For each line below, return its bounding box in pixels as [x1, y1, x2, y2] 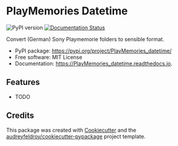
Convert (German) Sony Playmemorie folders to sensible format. [6, 35, 164, 42]
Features [6, 77, 40, 87]
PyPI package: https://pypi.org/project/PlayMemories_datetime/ [14, 47, 172, 54]
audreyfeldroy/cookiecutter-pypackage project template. [6, 133, 146, 140]
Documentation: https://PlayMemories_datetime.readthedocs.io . [14, 60, 173, 67]
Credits [6, 111, 35, 121]
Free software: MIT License [14, 53, 82, 60]
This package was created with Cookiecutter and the [6, 126, 137, 133]
